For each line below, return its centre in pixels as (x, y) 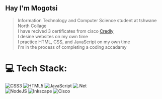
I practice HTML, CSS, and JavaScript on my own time (74, 42)
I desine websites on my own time (53, 36)
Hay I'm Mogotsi (31, 8)
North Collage (32, 26)
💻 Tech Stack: (36, 68)
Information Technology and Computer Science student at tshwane (87, 20)
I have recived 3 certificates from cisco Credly (65, 31)
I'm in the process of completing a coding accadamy (72, 47)
